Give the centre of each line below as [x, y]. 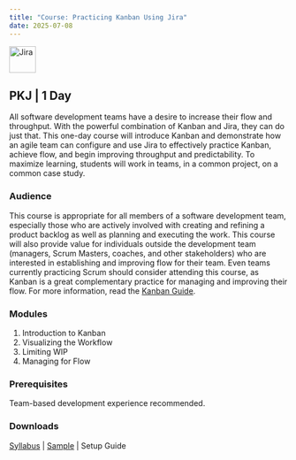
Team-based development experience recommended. [107, 403]
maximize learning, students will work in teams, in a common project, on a [144, 164]
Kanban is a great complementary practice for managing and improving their [148, 281]
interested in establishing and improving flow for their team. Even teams [140, 263]
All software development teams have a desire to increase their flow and [140, 117]
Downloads [34, 426]
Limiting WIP [45, 351]
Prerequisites [38, 384]
